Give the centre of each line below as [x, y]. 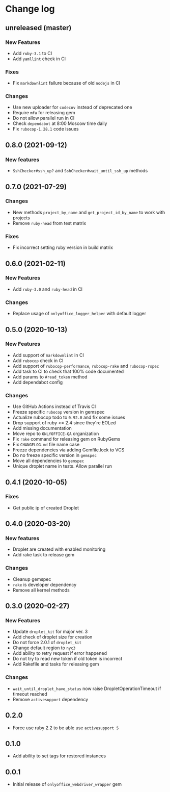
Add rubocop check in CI [38, 361]
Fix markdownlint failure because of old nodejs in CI [66, 83]
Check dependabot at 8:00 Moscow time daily [60, 123]
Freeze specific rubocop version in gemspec [59, 412]
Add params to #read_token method [50, 377]
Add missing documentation [42, 428]
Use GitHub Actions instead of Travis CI [54, 406]
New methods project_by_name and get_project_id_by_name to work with [89, 212]
